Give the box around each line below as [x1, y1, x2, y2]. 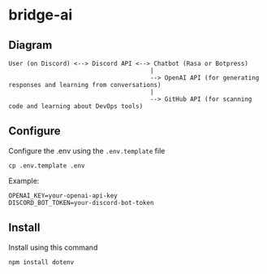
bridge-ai [8, 6, 73, 24]
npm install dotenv [8, 258, 75, 266]
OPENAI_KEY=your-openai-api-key [8, 191, 118, 200]
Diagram [8, 38, 53, 52]
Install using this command [8, 242, 98, 252]
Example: [8, 176, 40, 185]
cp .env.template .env [8, 161, 85, 170]
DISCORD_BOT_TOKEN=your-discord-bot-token [8, 198, 154, 207]
